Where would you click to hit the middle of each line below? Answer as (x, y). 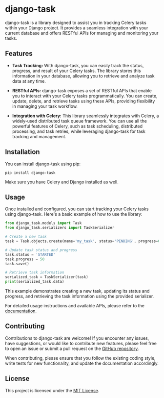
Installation (22, 152)
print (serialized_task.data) (35, 282)
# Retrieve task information (35, 273)
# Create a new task (26, 237)
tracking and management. (39, 136)
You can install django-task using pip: (43, 164)
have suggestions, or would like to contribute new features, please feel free (81, 343)
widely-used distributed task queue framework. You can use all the (80, 121)
